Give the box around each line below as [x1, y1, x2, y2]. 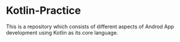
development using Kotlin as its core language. [6, 29, 118, 36]
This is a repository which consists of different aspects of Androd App [6, 23, 175, 30]
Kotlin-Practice [6, 4, 82, 17]
